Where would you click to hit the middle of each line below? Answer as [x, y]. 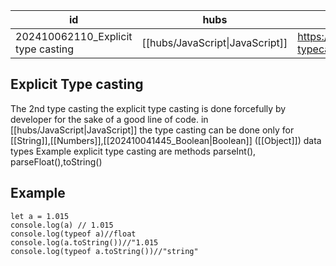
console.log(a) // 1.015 [62, 225]
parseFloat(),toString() [56, 161]
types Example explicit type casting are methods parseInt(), [133, 151]
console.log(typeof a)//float [73, 234]
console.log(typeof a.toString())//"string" [104, 251]
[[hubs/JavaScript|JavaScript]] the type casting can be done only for [152, 130]
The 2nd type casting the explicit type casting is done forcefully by [148, 108]
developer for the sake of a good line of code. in [109, 119]
